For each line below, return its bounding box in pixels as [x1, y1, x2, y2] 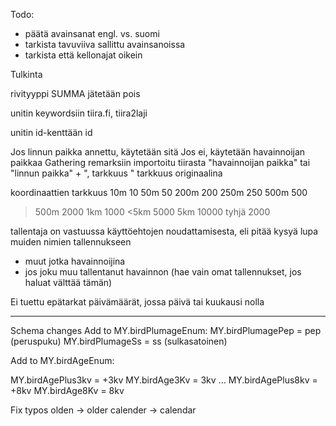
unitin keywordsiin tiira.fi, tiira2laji [10, 107, 148, 119]
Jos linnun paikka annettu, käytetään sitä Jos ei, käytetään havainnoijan [10, 146, 306, 158]
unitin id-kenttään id [10, 127, 93, 138]
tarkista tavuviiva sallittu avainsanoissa [24, 39, 186, 50]
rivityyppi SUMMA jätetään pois [10, 88, 141, 99]
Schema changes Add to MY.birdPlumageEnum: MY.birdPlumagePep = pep [10, 325, 322, 336]
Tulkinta [10, 69, 43, 80]
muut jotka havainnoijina [24, 255, 126, 267]
